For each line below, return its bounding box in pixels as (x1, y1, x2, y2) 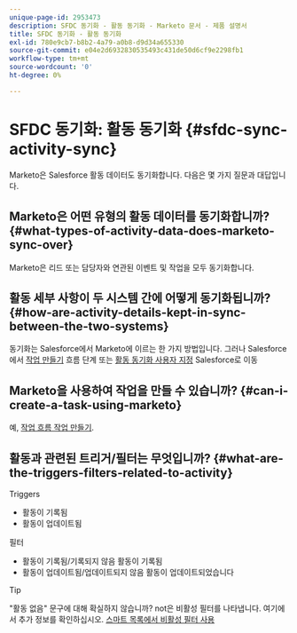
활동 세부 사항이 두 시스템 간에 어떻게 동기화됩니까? (9, 290, 271, 305)
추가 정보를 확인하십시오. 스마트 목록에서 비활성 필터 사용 (18, 613, 215, 624)
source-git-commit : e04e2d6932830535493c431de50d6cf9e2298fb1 (9, 46, 244, 55)
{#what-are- (213, 450, 284, 466)
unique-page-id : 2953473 (9, 12, 101, 22)
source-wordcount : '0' (9, 63, 93, 72)
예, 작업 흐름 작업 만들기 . (9, 423, 95, 433)
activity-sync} (9, 138, 118, 159)
